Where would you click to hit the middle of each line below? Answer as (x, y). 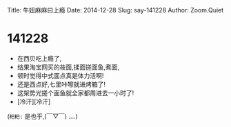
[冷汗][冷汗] (34, 101)
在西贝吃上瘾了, (39, 58)
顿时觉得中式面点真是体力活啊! (60, 75)
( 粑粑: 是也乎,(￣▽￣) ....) (42, 116)
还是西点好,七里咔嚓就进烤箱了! (61, 84)
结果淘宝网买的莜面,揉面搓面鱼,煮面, (68, 67)
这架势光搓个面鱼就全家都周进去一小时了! (76, 92)
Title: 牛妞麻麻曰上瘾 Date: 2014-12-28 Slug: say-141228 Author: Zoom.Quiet (115, 10)
